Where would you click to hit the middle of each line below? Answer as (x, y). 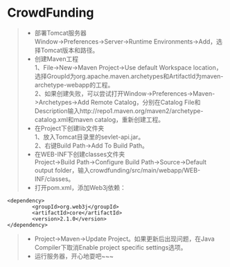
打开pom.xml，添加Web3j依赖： (80, 187)
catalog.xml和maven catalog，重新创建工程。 (99, 119)
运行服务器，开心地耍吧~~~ (74, 256)
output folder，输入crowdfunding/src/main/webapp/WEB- (117, 170)
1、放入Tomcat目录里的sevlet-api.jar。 (89, 137)
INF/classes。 (54, 179)
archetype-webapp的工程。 (74, 85)
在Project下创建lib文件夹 (69, 128)
